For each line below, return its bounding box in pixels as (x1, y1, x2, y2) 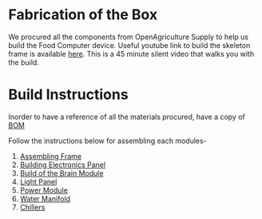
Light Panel (19, 177, 58, 186)
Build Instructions (8, 86, 129, 104)
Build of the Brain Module (19, 168, 104, 177)
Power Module (19, 185, 68, 195)
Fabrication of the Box (8, 6, 158, 24)
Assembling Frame (19, 151, 82, 161)
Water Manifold (19, 193, 70, 203)
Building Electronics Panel (19, 160, 106, 169)
